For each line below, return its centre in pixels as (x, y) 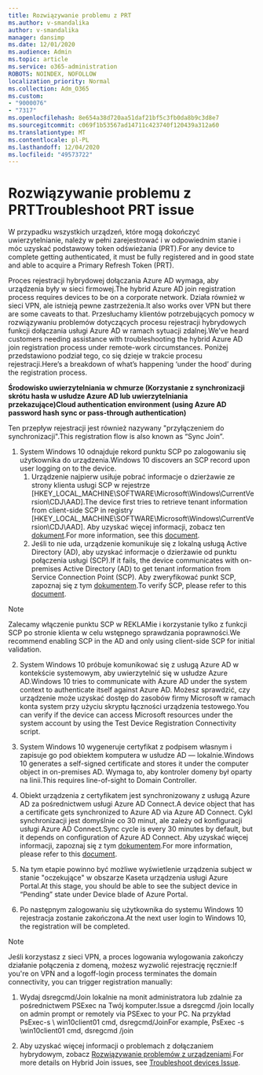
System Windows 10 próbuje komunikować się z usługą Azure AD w (129, 665)
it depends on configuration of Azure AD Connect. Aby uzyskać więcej (134, 837)
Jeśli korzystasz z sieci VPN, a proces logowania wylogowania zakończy (126, 957)
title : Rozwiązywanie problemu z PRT (70, 15)
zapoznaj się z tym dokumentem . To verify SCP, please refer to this (139, 586)
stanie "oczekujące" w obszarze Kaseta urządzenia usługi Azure (124, 877)
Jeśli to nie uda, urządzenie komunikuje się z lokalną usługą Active (139, 544)
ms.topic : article (38, 60)
